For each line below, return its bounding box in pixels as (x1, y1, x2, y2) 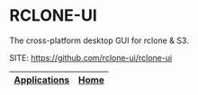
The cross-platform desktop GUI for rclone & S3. (9, 35, 189, 46)
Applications (13, 73, 70, 86)
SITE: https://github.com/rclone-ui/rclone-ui (9, 52, 173, 63)
